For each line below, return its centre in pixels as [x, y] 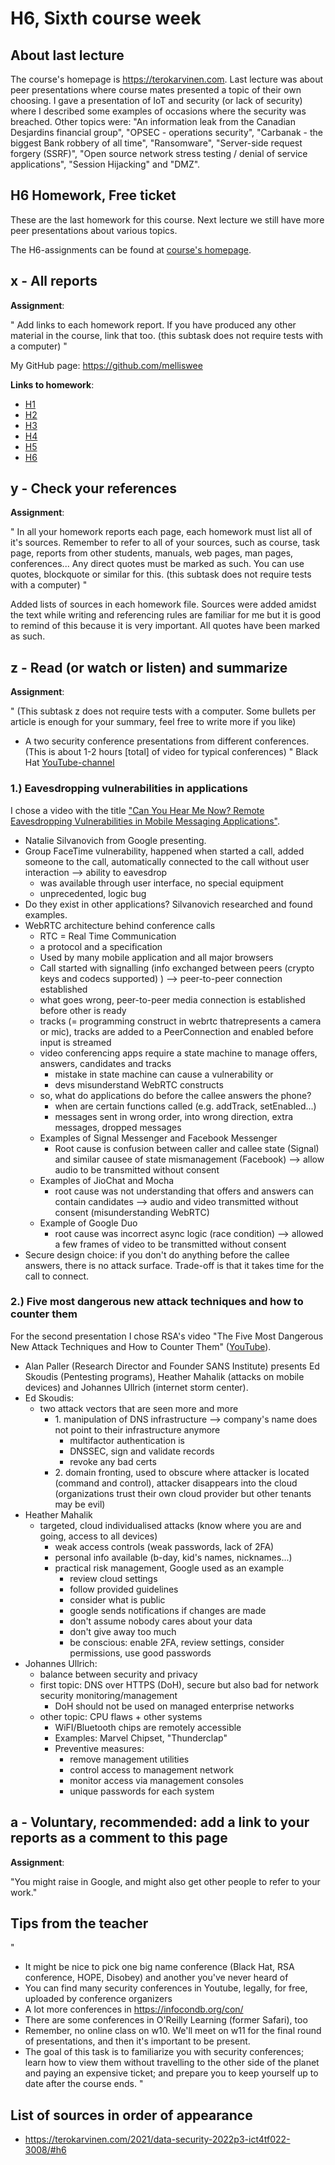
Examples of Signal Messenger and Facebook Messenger [158, 1138]
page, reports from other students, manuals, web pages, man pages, [152, 553]
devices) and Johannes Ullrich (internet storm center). [136, 1387]
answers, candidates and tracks [105, 1063]
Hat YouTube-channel [69, 763]
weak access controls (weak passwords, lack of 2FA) [164, 1546]
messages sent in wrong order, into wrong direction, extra [174, 1116]
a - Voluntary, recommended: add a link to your [160, 1822]
